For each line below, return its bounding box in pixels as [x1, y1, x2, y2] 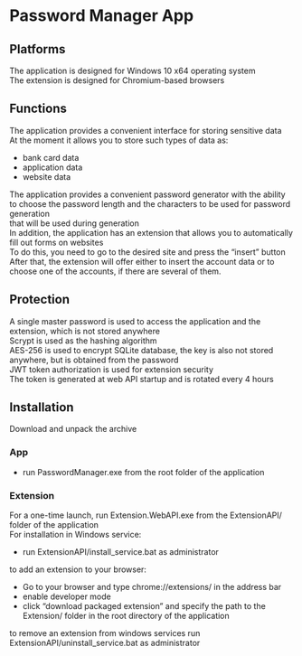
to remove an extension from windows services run [9, 628, 201, 639]
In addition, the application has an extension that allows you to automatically [9, 227, 294, 238]
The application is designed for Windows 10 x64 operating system [9, 65, 256, 76]
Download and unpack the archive [9, 424, 137, 435]
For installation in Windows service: [9, 529, 142, 540]
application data [22, 162, 83, 173]
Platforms [9, 42, 66, 57]
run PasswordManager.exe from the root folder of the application [22, 466, 265, 477]
